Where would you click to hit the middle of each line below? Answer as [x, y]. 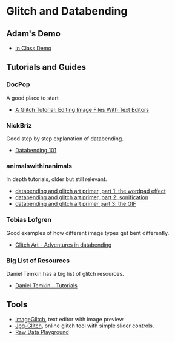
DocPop [18, 84]
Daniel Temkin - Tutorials [46, 285]
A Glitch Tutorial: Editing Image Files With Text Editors [82, 109]
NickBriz [19, 125]
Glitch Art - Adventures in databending [63, 245]
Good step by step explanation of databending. [65, 139]
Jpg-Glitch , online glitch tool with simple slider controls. [84, 326]
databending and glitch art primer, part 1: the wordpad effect [90, 191]
